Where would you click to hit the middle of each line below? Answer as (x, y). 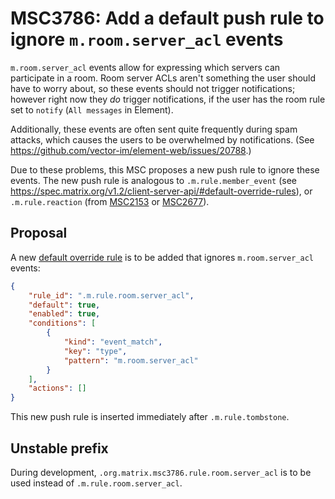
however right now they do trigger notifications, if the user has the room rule (168, 99)
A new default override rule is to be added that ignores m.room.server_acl (162, 257)
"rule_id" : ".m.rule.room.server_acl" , (111, 295)
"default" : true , (64, 305)
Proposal (39, 233)
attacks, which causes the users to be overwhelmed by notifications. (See (162, 139)
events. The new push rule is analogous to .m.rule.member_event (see (154, 180)
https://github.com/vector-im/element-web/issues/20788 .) (131, 150)
